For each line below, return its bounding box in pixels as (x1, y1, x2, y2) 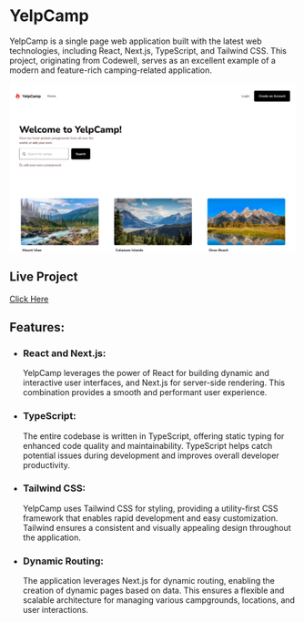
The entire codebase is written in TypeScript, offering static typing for (22, 430, 285, 442)
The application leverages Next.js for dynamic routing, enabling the (22, 576, 276, 586)
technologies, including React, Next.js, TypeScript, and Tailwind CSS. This (9, 45, 287, 56)
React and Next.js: (22, 347, 106, 360)
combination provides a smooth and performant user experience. (22, 387, 268, 398)
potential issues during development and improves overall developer (22, 450, 279, 461)
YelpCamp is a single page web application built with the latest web (9, 36, 262, 46)
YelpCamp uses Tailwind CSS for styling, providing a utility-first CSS (22, 503, 279, 514)
